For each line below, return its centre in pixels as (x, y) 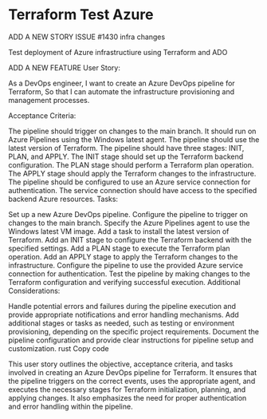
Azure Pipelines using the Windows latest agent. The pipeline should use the (134, 139)
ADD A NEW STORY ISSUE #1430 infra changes (87, 37)
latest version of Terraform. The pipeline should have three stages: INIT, (126, 148)
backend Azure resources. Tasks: (63, 199)
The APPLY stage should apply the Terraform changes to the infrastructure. (132, 173)
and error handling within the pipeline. (71, 406)
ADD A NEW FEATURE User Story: (65, 67)
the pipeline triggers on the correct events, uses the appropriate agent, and (132, 381)
